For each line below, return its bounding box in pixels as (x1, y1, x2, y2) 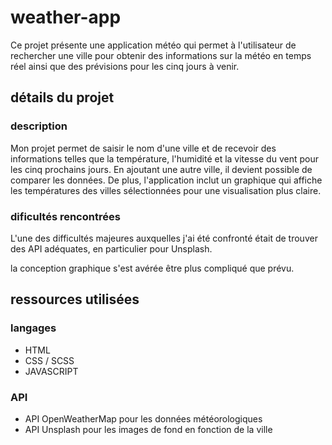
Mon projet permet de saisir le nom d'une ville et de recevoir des (10, 142, 277, 154)
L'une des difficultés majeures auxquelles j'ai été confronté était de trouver (10, 232, 318, 244)
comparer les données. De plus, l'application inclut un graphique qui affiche (10, 174, 323, 186)
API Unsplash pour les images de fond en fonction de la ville (24, 423, 273, 435)
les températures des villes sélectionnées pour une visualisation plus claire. (10, 184, 322, 196)
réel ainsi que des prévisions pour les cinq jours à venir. (10, 60, 240, 72)
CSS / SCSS (24, 354, 75, 366)
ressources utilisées (10, 291, 140, 308)
